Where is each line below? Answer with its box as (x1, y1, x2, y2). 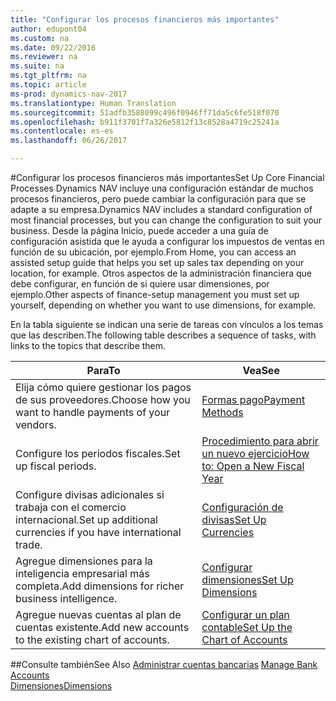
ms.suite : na (10, 61, 65, 71)
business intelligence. (15, 592, 118, 605)
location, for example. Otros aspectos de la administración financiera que (10, 267, 312, 279)
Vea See (242, 364, 280, 377)
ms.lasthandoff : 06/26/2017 (10, 136, 128, 146)
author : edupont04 (10, 24, 87, 34)
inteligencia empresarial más (15, 567, 150, 580)
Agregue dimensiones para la (15, 554, 153, 568)
